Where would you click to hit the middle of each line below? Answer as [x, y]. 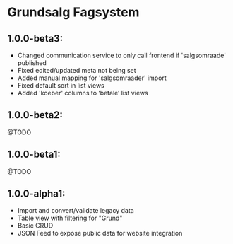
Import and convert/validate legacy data [76, 211]
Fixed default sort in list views [61, 85]
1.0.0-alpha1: [36, 194]
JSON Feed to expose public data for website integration [100, 233]
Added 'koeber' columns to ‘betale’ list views [83, 93]
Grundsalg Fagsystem [73, 12]
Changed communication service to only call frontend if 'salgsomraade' [121, 55]
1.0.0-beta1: [34, 155]
